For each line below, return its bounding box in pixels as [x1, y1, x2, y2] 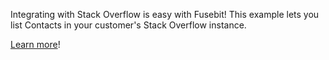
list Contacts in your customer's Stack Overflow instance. [10, 19, 247, 31]
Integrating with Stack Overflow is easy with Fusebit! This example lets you [10, 9, 320, 20]
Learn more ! [10, 39, 61, 50]
